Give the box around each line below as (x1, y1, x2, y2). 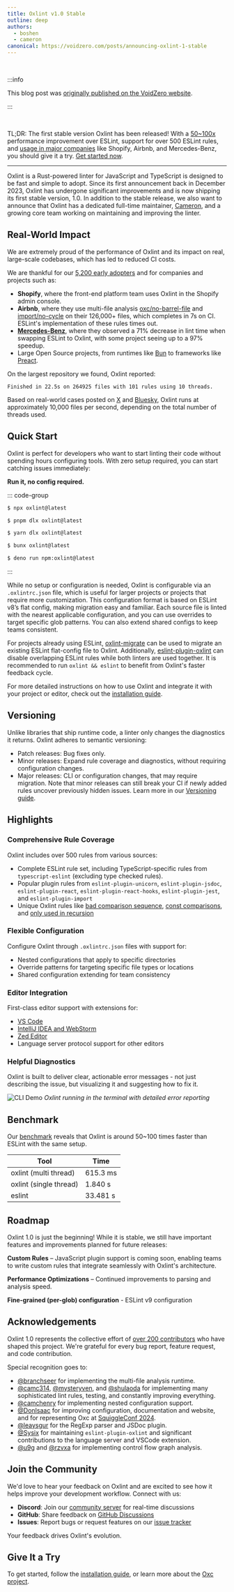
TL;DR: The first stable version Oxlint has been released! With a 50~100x (7, 130, 216, 137)
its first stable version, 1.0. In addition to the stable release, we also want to (7, 194, 223, 202)
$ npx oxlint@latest (7, 504, 68, 512)
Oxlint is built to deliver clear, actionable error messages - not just (7, 1073, 196, 1081)
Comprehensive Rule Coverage (7, 835, 115, 845)
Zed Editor (17, 1032, 47, 1041)
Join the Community (7, 1464, 97, 1475)
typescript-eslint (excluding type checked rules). (17, 872, 164, 880)
